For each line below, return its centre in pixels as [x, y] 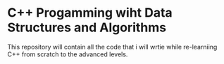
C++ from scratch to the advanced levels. [68, 54]
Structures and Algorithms [87, 27]
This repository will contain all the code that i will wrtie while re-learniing [112, 47]
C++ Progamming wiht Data [90, 13]
